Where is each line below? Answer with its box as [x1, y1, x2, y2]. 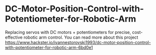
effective [5, 34, 23, 40]
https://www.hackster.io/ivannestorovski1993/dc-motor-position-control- [5, 39, 151, 45]
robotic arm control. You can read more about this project [23, 34, 139, 40]
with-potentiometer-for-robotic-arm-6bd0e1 [5, 44, 93, 50]
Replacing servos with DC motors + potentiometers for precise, [5, 29, 131, 35]
